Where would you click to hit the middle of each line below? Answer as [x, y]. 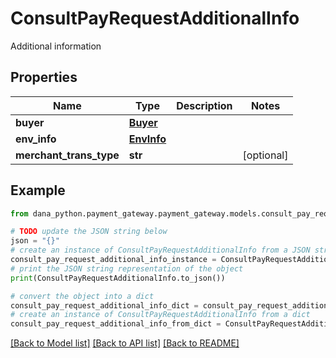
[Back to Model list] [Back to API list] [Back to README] [125, 343]
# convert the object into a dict [82, 296]
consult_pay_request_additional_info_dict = [104, 305]
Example [38, 190]
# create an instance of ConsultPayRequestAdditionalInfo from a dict [160, 315]
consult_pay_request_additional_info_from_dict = [116, 324]
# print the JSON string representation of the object [127, 268]
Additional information [56, 46]
